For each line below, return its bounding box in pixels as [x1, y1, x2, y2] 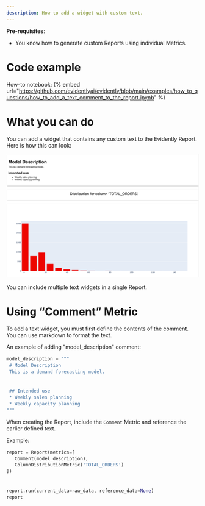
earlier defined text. [6, 424, 56, 432]
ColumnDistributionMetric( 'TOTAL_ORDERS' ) [14, 462, 124, 468]
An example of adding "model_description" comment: [6, 343, 142, 351]
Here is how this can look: [6, 141, 71, 149]
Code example [6, 60, 81, 74]
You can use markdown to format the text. [6, 331, 112, 338]
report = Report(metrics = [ [6, 449, 75, 455]
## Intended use [9, 388, 51, 394]
